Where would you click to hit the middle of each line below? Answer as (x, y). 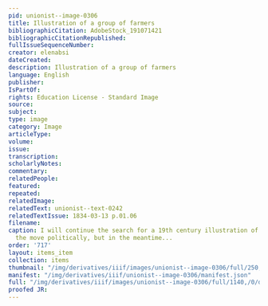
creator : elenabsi (39, 53)
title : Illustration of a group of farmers (82, 23)
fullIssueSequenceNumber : (51, 45)
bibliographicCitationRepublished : (67, 38)
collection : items (39, 260)
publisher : (26, 82)
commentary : (28, 171)
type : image (28, 120)
